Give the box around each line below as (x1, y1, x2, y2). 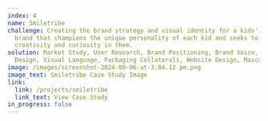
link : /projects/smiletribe (14, 85, 109, 94)
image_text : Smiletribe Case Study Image (7, 71, 148, 79)
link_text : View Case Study (14, 93, 109, 101)
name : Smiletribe (7, 19, 66, 27)
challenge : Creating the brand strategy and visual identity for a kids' (7, 26, 259, 34)
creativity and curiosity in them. (14, 41, 134, 49)
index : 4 (7, 11, 37, 20)
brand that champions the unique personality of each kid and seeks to (14, 33, 259, 42)
